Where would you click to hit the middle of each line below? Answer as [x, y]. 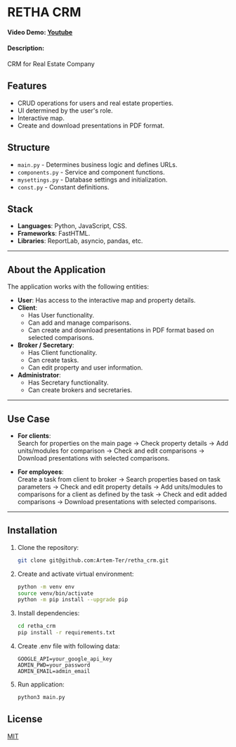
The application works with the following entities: [78, 287]
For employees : [41, 472]
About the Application [57, 269]
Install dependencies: [48, 613]
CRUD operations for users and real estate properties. [96, 103]
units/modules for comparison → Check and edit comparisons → [111, 451]
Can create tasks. [53, 360]
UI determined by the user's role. [65, 111]
